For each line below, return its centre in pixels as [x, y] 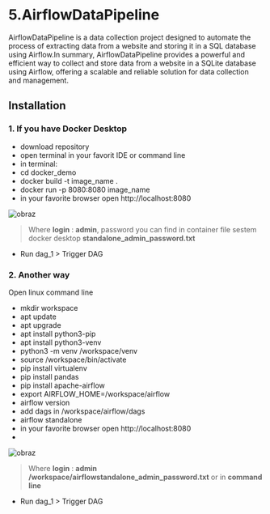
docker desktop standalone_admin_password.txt [112, 238]
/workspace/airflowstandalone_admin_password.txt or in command [145, 477]
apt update [38, 316]
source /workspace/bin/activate [73, 359]
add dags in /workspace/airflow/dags [82, 411]
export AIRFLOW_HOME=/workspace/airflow [95, 393]
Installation [37, 106]
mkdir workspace [49, 308]
